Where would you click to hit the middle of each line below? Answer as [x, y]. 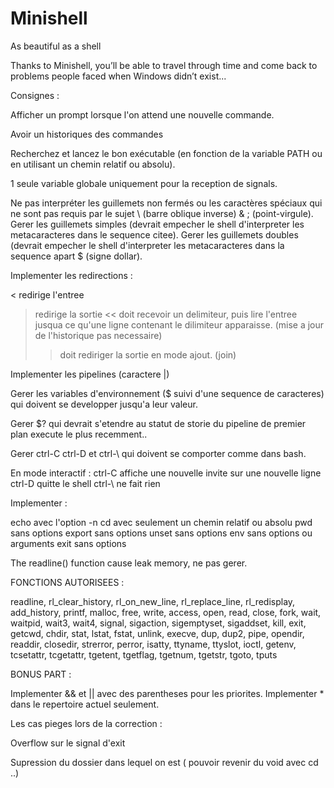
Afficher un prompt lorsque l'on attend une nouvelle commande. [142, 114]
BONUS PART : [41, 674]
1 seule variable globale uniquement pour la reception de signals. [144, 183]
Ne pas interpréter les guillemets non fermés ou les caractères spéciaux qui [166, 203]
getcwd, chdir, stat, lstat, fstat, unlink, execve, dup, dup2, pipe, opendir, [157, 633]
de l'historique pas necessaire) [98, 335]
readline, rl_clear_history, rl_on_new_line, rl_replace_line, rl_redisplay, [153, 601]
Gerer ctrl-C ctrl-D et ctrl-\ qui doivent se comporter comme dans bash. [158, 453]
